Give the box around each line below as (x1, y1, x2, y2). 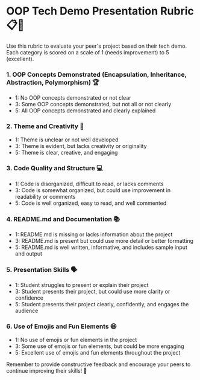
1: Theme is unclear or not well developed (14, 136, 119, 143)
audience (14, 307, 39, 315)
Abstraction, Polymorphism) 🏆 (6, 78, 99, 86)
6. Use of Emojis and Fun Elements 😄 (6, 322, 117, 330)
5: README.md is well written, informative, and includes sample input (14, 243, 188, 251)
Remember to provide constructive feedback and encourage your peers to (6, 361, 191, 368)
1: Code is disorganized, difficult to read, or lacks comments (14, 180, 164, 187)
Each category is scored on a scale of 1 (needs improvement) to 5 (6, 48, 170, 56)
